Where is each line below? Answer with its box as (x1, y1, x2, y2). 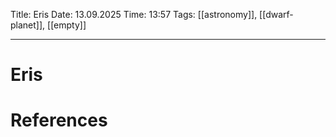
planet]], (10, 19, 46, 31)
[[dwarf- (259, 9, 294, 20)
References (10, 109, 108, 132)
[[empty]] (47, 19, 87, 31)
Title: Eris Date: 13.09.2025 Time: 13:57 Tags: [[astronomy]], (10, 9, 258, 20)
